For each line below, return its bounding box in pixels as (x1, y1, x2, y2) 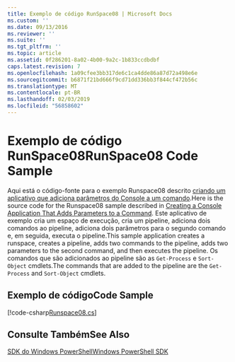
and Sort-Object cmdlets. (31, 269, 106, 277)
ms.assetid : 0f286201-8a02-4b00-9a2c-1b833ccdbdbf (7, 57, 160, 64)
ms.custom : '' (7, 17, 50, 24)
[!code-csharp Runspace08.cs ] (7, 308, 97, 317)
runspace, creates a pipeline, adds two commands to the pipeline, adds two (7, 238, 229, 247)
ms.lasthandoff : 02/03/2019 (7, 96, 91, 103)
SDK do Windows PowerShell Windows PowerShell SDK (7, 347, 168, 356)
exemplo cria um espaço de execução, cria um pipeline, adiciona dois (7, 216, 211, 225)
